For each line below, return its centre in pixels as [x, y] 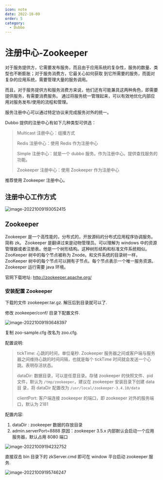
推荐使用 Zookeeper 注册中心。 [36, 181]
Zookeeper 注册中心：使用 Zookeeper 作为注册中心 [68, 170]
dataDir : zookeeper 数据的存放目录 [47, 425]
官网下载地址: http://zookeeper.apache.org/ [49, 277]
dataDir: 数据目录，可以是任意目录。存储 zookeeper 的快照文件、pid [85, 375]
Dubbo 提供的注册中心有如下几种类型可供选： [50, 123]
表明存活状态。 [41, 365]
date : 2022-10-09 [23, 14]
